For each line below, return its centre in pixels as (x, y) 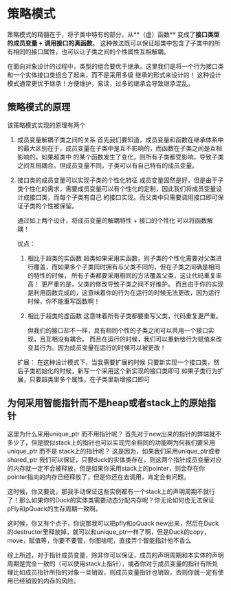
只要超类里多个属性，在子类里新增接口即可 (89, 379)
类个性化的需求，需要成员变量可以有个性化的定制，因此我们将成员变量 (117, 188)
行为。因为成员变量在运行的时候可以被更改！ (103, 347)
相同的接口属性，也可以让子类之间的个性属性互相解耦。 (91, 52)
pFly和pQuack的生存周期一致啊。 (54, 509)
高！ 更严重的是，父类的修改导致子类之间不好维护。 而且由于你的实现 (125, 284)
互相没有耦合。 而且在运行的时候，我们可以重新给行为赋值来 (131, 339)
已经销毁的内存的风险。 (46, 581)
